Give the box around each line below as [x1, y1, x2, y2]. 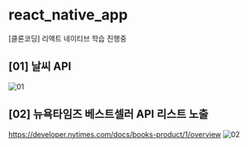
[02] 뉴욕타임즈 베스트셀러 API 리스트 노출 [8, 107, 209, 121]
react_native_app [8, 6, 128, 24]
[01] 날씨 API [8, 59, 72, 74]
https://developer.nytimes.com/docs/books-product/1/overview [8, 129, 221, 139]
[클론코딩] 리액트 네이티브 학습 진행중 [8, 33, 128, 43]
